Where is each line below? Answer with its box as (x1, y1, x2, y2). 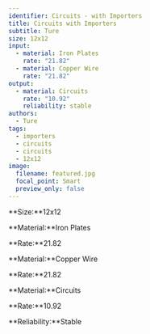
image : (8, 163, 31, 171)
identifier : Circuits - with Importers (8, 11, 143, 20)
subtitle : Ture (8, 27, 60, 35)
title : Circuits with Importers (8, 19, 117, 27)
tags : (8, 125, 27, 133)
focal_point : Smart (15, 177, 81, 186)
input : (8, 42, 31, 50)
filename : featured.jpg (15, 170, 95, 178)
